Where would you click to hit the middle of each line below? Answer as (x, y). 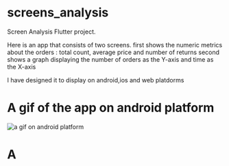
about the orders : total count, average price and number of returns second (113, 52)
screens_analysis (58, 13)
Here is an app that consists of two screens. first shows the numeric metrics (115, 45)
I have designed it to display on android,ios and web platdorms (96, 80)
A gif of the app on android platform (111, 108)
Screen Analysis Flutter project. (51, 32)
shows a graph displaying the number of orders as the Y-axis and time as (110, 59)
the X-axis (22, 67)
